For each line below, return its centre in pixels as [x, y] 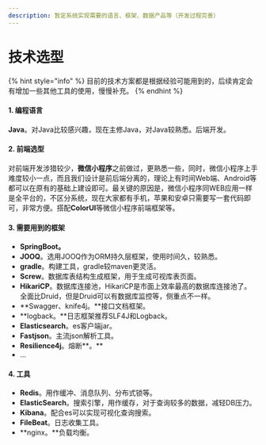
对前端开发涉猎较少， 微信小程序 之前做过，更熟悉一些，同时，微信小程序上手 [133, 168]
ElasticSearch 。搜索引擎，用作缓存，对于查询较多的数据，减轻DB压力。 [138, 403]
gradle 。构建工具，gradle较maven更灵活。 [90, 267]
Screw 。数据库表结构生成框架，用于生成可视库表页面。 [110, 276]
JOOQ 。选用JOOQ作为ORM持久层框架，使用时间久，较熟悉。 [120, 257]
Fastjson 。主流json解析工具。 [69, 336]
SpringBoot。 [42, 247]
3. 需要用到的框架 [37, 228]
